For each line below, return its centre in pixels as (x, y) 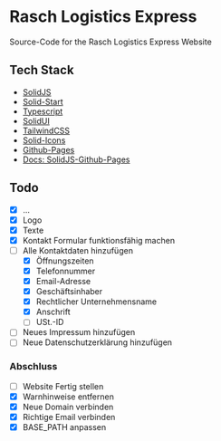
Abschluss (34, 367)
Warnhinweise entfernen (68, 397)
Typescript (43, 111)
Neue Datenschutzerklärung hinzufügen (97, 342)
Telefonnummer (66, 271)
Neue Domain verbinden (68, 407)
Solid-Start (43, 101)
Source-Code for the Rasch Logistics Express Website (111, 42)
